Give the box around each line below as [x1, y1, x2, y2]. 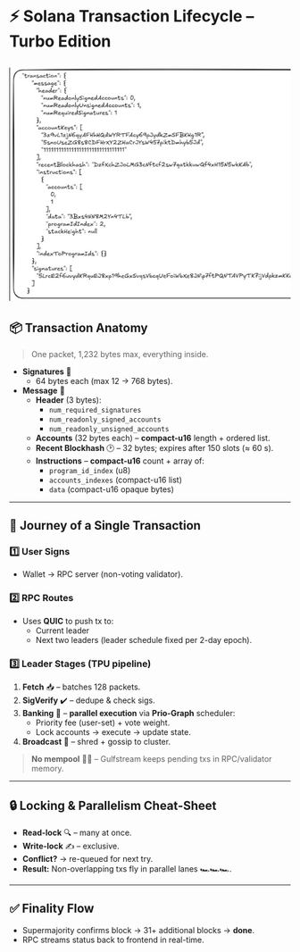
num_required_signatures [48, 405, 142, 414]
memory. [30, 763, 64, 773]
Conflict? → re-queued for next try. [21, 853, 154, 864]
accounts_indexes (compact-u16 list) [48, 474, 183, 485]
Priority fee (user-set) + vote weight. [35, 717, 171, 728]
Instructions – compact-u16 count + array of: [35, 455, 205, 466]
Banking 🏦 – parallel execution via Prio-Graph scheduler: [21, 707, 236, 718]
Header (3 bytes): [35, 394, 102, 405]
